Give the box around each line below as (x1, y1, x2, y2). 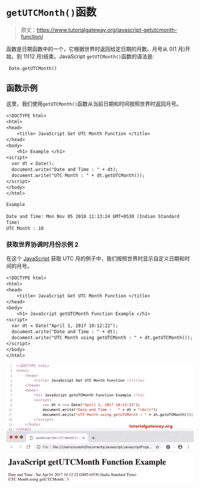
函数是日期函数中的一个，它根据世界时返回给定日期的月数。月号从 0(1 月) (6, 45, 186, 52)
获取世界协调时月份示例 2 (6, 240, 79, 248)
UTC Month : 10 (6, 225, 44, 231)
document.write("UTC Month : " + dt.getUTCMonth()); (11, 172, 145, 178)
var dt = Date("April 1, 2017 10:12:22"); (11, 323, 118, 329)
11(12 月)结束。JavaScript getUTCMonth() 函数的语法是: (23, 52, 155, 60)
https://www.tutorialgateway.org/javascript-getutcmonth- (36, 26, 177, 33)
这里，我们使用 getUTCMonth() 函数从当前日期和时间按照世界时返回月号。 (6, 100, 182, 107)
